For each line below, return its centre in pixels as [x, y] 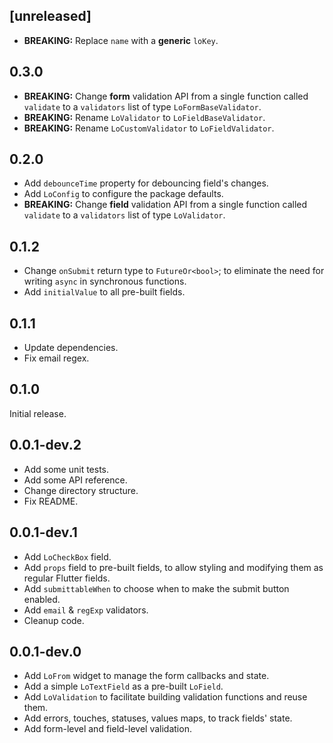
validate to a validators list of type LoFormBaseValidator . [142, 106]
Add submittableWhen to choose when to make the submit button [156, 588]
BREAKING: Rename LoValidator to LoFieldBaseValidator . [144, 117]
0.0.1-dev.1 [43, 532]
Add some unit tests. [66, 469]
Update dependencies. [71, 348]
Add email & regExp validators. [86, 610]
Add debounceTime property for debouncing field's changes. [146, 183]
